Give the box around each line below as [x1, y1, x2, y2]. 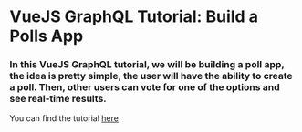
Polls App [9, 25, 84, 46]
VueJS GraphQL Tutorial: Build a [9, 6, 258, 27]
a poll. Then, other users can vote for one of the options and [9, 81, 280, 94]
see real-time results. [9, 93, 107, 106]
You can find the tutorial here [9, 113, 119, 124]
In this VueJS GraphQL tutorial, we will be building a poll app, [9, 58, 285, 71]
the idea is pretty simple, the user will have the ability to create [9, 70, 294, 83]
